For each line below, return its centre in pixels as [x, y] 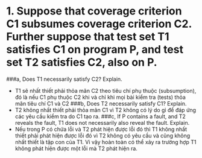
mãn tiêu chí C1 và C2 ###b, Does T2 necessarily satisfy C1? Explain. [101, 103]
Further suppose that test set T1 [88, 37]
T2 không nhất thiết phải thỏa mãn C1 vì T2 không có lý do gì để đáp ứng [106, 110]
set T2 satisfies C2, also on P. [82, 62]
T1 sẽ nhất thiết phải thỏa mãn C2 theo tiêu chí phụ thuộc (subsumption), [106, 90]
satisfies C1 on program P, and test [95, 50]
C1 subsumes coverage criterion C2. [99, 24]
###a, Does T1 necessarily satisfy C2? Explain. [64, 79]
